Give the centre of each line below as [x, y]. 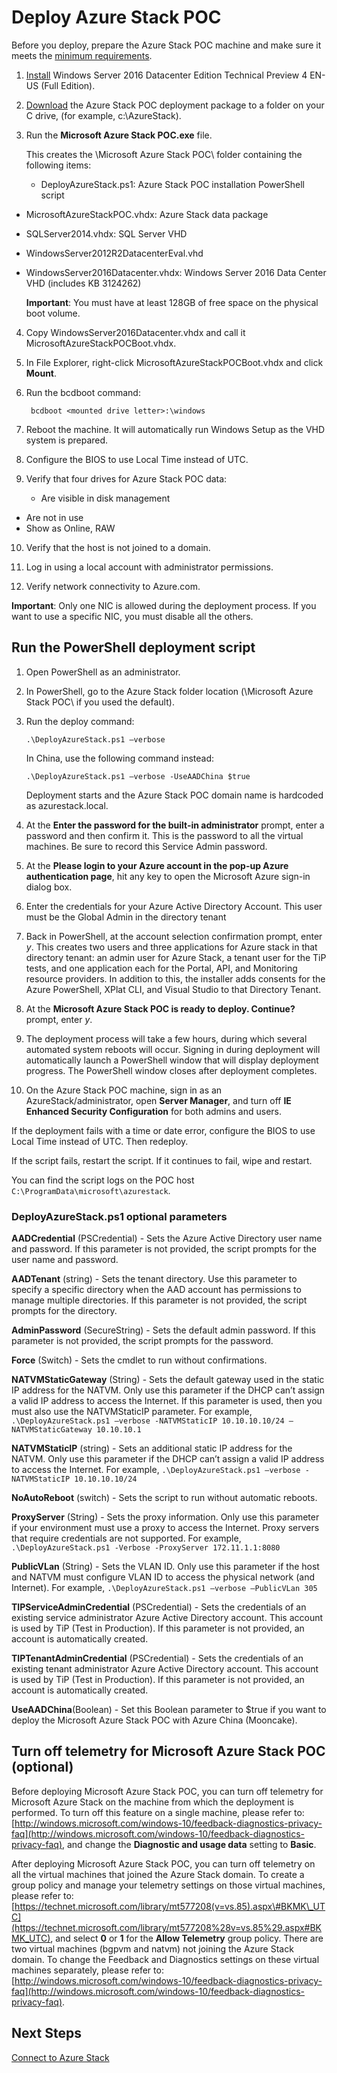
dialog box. [49, 887]
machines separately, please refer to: [87, 1970]
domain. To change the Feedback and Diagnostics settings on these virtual [165, 1959]
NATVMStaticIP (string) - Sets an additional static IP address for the [152, 1448]
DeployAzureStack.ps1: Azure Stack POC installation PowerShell [172, 184]
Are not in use [54, 517]
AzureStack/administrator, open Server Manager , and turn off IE [158, 1100]
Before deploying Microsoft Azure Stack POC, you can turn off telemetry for [167, 1791]
